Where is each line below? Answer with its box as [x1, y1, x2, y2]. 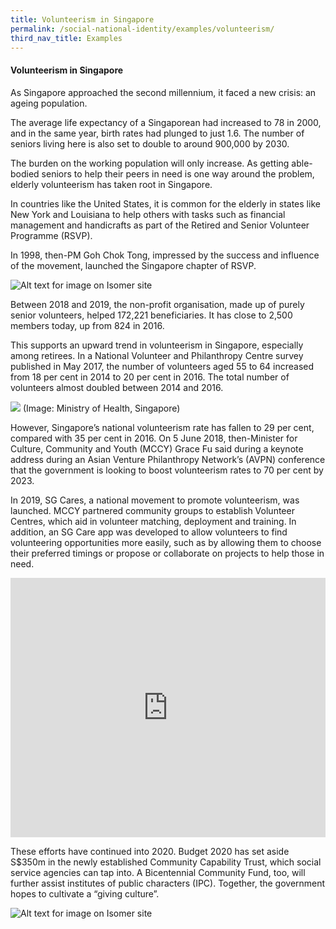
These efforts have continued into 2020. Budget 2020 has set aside [10, 845, 290, 857]
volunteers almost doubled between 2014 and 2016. [10, 381, 224, 393]
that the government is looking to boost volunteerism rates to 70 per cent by [10, 464, 324, 476]
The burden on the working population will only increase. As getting [10, 157, 290, 169]
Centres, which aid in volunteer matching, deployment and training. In [10, 515, 297, 527]
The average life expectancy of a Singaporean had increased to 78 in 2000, [10, 116, 322, 128]
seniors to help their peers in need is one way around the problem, [41, 167, 315, 180]
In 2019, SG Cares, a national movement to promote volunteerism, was [10, 494, 300, 506]
